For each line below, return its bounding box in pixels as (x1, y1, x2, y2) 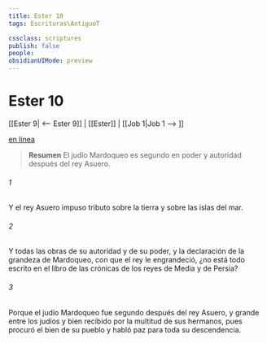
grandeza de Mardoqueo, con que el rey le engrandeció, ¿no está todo (8, 255, 246, 265)
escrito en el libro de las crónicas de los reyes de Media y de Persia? (8, 263, 239, 273)
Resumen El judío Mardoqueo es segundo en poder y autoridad (28, 150, 243, 159)
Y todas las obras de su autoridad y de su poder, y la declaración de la (8, 246, 245, 256)
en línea (8, 134, 35, 144)
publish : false (8, 41, 60, 50)
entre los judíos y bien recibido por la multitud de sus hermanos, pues (8, 316, 243, 326)
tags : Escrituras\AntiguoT (8, 20, 100, 28)
